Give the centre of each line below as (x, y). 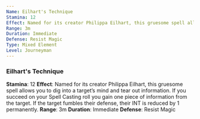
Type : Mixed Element (32, 45)
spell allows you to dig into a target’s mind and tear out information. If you (96, 90)
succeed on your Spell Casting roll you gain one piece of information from (97, 97)
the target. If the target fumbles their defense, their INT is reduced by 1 (93, 103)
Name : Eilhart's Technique (40, 12)
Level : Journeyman (29, 51)
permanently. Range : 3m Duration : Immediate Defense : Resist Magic (91, 109)
